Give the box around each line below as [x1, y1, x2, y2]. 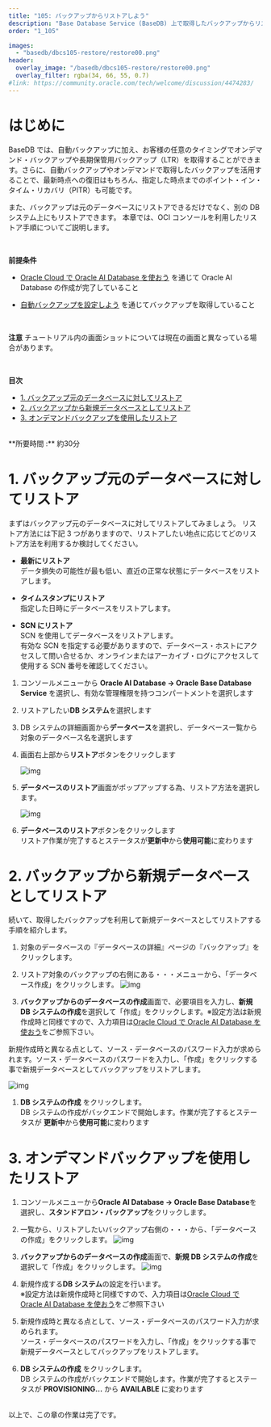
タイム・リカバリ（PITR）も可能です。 [8, 185, 137, 195]
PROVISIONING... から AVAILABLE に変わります [43, 1384, 204, 1394]
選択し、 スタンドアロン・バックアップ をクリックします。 [19, 1207, 211, 1217]
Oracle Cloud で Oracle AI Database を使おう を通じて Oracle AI [19, 272, 232, 282]
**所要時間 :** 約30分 [8, 438, 81, 448]
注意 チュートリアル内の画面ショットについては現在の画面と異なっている [8, 332, 250, 342]
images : [8, 41, 35, 49]
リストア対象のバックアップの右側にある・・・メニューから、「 [19, 970, 229, 979]
